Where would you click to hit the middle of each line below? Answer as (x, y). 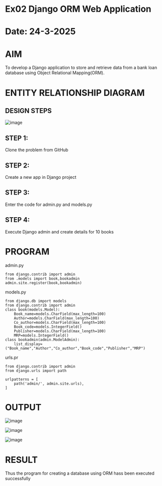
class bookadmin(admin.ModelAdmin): (42, 340)
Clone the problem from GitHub (37, 150)
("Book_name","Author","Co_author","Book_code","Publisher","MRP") (75, 348)
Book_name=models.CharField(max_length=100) (60, 314)
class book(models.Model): (33, 310)
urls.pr (12, 357)
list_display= (28, 344)
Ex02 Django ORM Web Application (78, 9)
